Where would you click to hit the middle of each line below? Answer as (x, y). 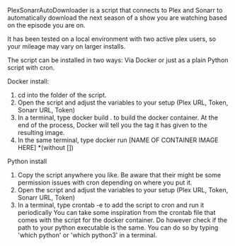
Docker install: (28, 81)
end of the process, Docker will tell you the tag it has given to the (112, 125)
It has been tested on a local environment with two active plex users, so (112, 39)
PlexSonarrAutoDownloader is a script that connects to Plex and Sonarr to (115, 10)
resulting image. (41, 133)
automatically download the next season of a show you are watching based (117, 18)
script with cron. (31, 68)
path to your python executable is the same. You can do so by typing (118, 228)
